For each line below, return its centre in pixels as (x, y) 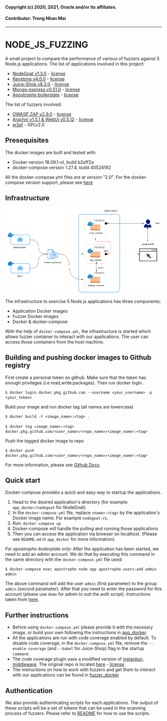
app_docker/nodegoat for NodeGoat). (49, 507)
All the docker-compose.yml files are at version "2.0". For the (68, 177)
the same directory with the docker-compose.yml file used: (64, 560)
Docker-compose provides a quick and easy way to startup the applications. (83, 492)
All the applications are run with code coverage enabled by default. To (84, 638)
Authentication (29, 691)
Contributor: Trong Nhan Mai (36, 18)
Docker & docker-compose (40, 322)
